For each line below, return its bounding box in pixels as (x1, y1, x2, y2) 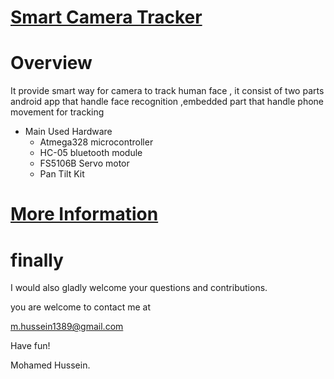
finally (10, 249, 64, 271)
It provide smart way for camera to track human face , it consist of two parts (10, 85, 325, 97)
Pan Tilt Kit (39, 168, 85, 180)
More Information (10, 203, 159, 226)
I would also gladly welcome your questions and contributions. (10, 282, 268, 294)
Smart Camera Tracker (10, 6, 203, 29)
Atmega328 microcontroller (39, 136, 154, 148)
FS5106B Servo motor (39, 157, 130, 170)
